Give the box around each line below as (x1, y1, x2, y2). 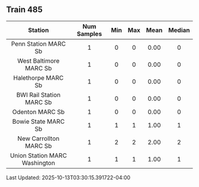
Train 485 (6, 5, 43, 15)
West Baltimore (17, 56, 60, 65)
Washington (21, 159, 55, 167)
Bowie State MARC (12, 117, 65, 125)
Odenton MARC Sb (12, 108, 65, 116)
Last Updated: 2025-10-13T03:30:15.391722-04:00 (6, 174, 131, 181)
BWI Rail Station (16, 91, 61, 99)
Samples (76, 30, 102, 38)
